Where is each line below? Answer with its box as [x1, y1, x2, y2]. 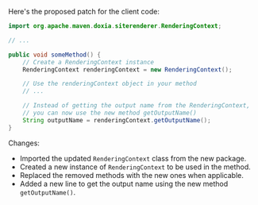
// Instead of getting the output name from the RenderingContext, [22, 102, 250, 110]
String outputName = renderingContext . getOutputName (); [22, 116, 212, 124]
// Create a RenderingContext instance [22, 58, 155, 66]
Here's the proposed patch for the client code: [8, 7, 160, 16]
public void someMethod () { [8, 51, 102, 59]
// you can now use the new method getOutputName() [22, 109, 197, 117]
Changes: [8, 138, 40, 148]
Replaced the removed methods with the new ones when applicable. [19, 170, 245, 180]
